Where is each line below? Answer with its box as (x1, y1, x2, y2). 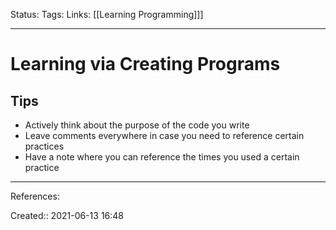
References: (10, 190, 60, 202)
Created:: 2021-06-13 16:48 (10, 210, 124, 221)
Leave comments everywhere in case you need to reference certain (24, 130, 305, 141)
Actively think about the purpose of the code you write (24, 119, 250, 131)
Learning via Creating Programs (10, 53, 281, 76)
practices (24, 140, 65, 152)
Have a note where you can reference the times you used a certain (24, 151, 300, 163)
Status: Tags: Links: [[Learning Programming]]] (10, 9, 204, 20)
